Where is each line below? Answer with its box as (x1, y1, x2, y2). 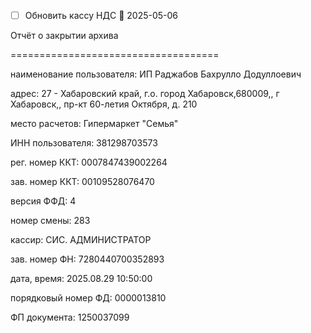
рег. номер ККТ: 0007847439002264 (10, 156, 168, 169)
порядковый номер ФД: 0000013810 (10, 292, 167, 304)
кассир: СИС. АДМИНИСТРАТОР (10, 234, 152, 246)
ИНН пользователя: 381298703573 (10, 137, 158, 149)
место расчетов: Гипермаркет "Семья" (10, 118, 179, 130)
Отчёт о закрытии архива (10, 30, 119, 42)
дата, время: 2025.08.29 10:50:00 (10, 273, 153, 285)
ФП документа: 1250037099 (10, 311, 130, 324)
